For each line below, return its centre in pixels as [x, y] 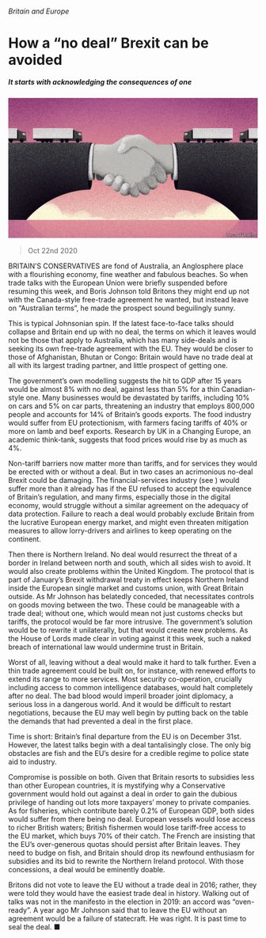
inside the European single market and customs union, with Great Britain [126, 588]
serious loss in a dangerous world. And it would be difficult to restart [120, 704]
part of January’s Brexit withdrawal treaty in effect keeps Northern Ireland [129, 580]
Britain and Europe [39, 11]
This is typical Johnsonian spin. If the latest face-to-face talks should [121, 324]
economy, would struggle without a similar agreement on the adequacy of [129, 506]
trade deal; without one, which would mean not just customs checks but [125, 613]
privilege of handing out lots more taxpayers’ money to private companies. [130, 803]
